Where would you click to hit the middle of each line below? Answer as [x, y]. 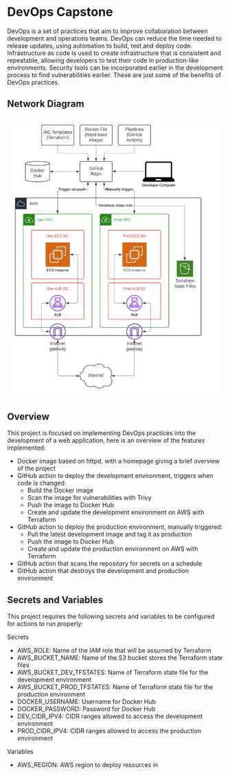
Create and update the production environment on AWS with [113, 549]
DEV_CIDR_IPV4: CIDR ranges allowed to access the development [110, 716]
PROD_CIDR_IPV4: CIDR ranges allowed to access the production [109, 731]
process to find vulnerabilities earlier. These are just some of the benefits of [114, 75]
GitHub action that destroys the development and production [103, 571]
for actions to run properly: [45, 623]
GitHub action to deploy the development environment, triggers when [115, 476]
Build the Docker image [60, 490]
